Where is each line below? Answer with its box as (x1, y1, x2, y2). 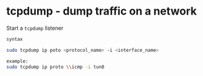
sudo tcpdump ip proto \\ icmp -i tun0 (6, 64, 105, 70)
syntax (6, 36, 23, 42)
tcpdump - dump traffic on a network (6, 4, 197, 18)
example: (6, 58, 29, 64)
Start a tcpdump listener (6, 24, 64, 32)
